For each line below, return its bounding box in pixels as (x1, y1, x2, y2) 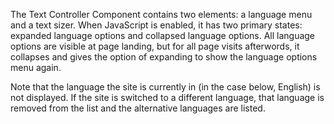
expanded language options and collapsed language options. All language (10, 30, 316, 41)
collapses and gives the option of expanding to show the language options (10, 51, 318, 63)
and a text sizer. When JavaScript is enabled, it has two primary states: (10, 19, 303, 31)
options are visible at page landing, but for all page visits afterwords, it (10, 40, 300, 52)
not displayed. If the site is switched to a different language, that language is (10, 92, 325, 103)
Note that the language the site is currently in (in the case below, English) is (10, 81, 321, 93)
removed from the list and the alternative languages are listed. (10, 102, 266, 114)
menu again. (10, 62, 62, 73)
